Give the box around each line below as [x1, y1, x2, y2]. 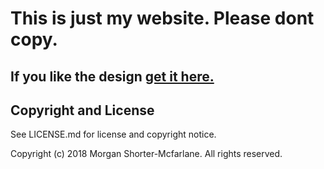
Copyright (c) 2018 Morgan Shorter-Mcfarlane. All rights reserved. [10, 148, 283, 160]
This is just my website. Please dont [10, 7, 315, 30]
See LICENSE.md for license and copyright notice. [10, 128, 217, 141]
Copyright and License [10, 102, 155, 119]
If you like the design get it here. [10, 68, 215, 85]
